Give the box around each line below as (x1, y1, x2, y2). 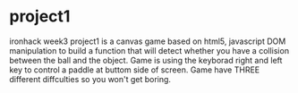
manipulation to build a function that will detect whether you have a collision (9, 45, 289, 55)
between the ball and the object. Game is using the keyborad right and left (9, 55, 283, 65)
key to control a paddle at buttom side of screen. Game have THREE (9, 64, 260, 75)
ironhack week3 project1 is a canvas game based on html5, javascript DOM (9, 36, 286, 46)
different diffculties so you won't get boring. (9, 73, 172, 84)
